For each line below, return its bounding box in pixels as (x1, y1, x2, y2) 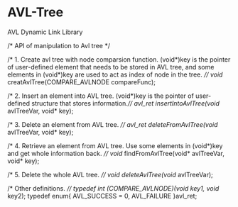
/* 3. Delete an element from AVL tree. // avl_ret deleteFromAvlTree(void (7, 120, 218, 128)
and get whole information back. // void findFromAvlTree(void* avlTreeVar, (7, 149, 225, 157)
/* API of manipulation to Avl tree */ (7, 41, 110, 50)
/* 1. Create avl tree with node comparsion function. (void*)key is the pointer (7, 55, 231, 64)
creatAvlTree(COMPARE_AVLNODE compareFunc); (7, 77, 156, 86)
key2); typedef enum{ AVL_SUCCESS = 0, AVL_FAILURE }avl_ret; (7, 191, 198, 200)
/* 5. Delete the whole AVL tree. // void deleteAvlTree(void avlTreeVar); (7, 170, 213, 179)
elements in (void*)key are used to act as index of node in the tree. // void (7, 70, 223, 79)
